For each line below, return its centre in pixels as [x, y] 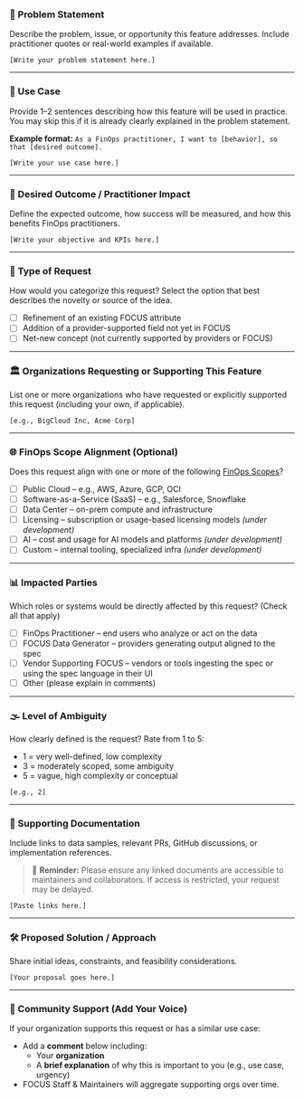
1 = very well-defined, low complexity [92, 757]
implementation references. [61, 853]
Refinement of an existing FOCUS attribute [102, 318]
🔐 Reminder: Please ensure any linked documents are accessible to [157, 870]
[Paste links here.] [48, 906]
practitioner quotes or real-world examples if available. [112, 43]
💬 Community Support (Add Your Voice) [99, 1009]
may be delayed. [62, 889]
